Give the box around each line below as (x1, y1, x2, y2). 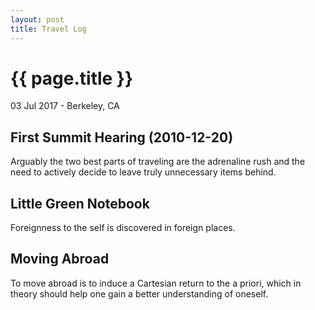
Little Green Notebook (10, 195, 150, 212)
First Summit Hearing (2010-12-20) (10, 129, 234, 146)
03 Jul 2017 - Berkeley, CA (10, 100, 120, 112)
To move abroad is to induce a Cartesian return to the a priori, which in (10, 277, 302, 289)
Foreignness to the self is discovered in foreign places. (10, 222, 236, 234)
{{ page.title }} (10, 67, 134, 90)
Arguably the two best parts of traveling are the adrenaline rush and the (10, 156, 306, 168)
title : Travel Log (10, 24, 87, 34)
